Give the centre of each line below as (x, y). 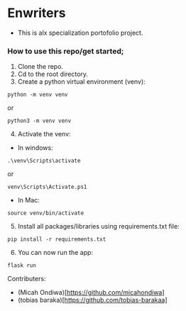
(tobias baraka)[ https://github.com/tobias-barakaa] (93, 300)
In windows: (35, 148)
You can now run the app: (55, 253)
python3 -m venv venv (39, 121)
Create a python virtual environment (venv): (81, 82)
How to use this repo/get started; (66, 51)
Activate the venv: (44, 134)
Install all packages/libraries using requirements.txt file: (98, 227)
